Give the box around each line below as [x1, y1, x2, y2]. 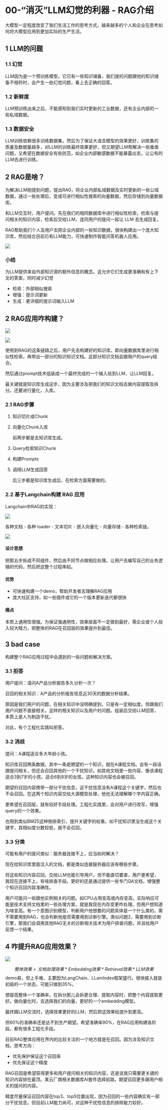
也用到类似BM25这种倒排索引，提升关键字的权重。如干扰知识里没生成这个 [5, 818, 157, 824]
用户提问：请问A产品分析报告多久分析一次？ [5, 680, 96, 686]
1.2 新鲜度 [5, 93, 29, 100]
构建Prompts [12, 456, 39, 462]
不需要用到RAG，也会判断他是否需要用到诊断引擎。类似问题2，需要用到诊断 [5, 914, 161, 920]
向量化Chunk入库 [12, 424, 48, 430]
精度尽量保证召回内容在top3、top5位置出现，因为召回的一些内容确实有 [5, 1093, 151, 1099]
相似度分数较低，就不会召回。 [22, 824, 84, 830]
